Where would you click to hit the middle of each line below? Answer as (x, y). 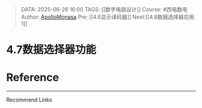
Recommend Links (29, 100)
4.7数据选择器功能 (51, 50)
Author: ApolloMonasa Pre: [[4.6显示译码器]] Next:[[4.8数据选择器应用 (107, 17)
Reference (32, 78)
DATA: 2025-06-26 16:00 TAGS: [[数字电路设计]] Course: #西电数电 (104, 9)
